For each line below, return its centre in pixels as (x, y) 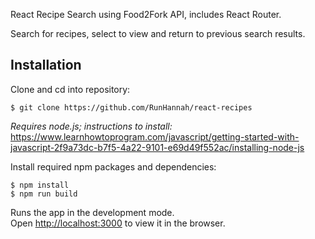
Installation (46, 65)
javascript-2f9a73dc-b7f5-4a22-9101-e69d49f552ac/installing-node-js (157, 147)
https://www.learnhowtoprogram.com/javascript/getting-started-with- (155, 136)
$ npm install (40, 185)
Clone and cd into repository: (70, 89)
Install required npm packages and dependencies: (113, 166)
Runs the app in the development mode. (92, 212)
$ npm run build (44, 194)
